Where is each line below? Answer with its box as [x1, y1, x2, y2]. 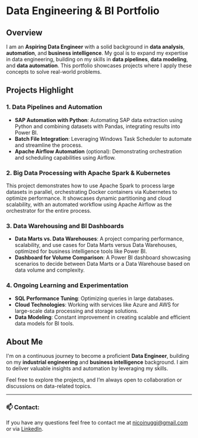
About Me [6, 337, 43, 347]
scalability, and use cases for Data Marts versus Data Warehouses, [14, 242, 177, 249]
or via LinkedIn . [6, 425, 44, 432]
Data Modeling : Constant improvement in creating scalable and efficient [14, 314, 190, 321]
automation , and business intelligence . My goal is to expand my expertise [6, 50, 189, 57]
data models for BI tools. [14, 320, 75, 327]
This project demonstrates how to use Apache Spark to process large [6, 182, 175, 189]
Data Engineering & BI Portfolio [6, 4, 160, 18]
